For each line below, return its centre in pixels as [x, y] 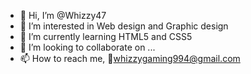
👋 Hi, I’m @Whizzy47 [63, 15]
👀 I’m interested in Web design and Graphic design [124, 26]
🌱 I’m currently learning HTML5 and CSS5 [106, 36]
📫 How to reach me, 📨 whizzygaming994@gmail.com [130, 58]
